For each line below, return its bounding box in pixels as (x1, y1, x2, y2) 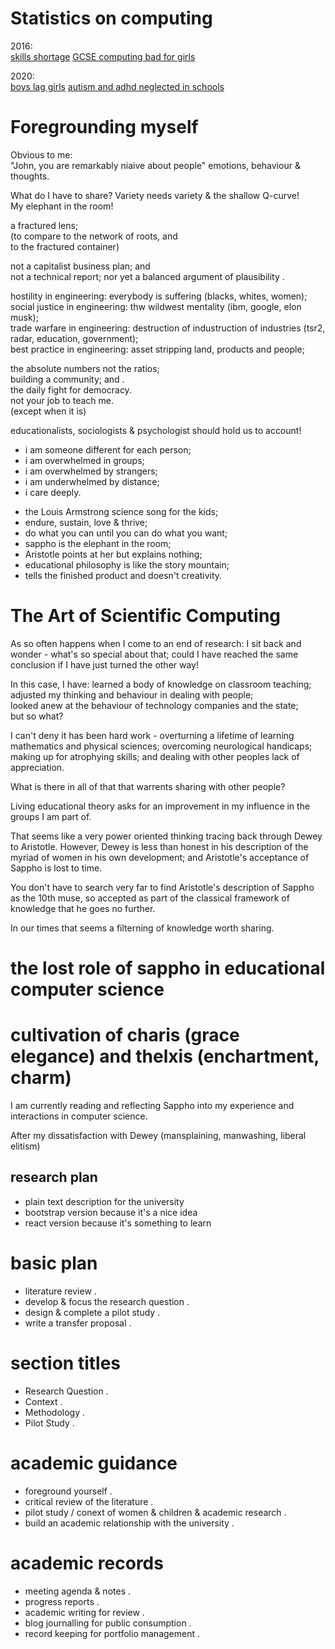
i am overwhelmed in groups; (24, 454, 145, 466)
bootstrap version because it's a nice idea (24, 1206, 198, 1218)
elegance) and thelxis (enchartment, (10, 1045, 320, 1068)
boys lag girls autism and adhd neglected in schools (10, 80, 225, 92)
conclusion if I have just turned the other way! (10, 658, 200, 671)
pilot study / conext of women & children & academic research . (24, 1506, 287, 1518)
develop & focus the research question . (24, 1295, 190, 1307)
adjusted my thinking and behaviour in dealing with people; (10, 688, 254, 701)
